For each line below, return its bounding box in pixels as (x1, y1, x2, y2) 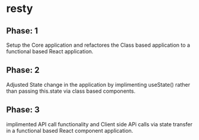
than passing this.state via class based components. (6, 87, 136, 95)
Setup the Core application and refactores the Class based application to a (6, 41, 191, 48)
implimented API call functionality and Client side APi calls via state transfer (6, 120, 193, 127)
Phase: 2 (6, 65, 40, 75)
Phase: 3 (6, 105, 40, 115)
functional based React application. (6, 48, 94, 55)
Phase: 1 (6, 26, 38, 36)
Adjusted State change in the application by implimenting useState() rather (6, 81, 191, 88)
